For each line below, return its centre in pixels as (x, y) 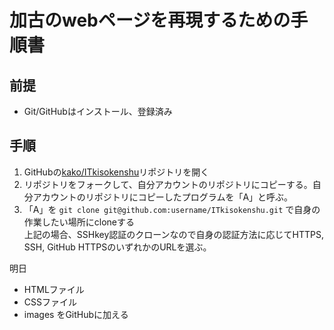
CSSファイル (50, 302)
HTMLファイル (54, 289)
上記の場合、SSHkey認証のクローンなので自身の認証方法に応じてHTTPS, (174, 234)
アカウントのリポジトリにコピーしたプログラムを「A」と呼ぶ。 (163, 197)
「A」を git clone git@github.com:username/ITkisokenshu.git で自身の (172, 209)
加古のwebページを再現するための (150, 20)
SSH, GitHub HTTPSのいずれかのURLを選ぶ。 (117, 247)
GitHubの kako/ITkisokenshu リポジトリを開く (116, 172)
